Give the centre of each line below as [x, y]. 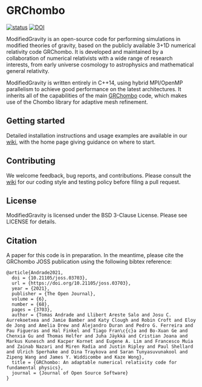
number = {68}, [31, 305]
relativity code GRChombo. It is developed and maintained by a [85, 51]
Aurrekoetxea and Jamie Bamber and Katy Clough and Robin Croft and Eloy [101, 321]
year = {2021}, [31, 289]
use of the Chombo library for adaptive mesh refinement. [77, 102]
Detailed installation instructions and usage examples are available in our [97, 135]
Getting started [36, 121]
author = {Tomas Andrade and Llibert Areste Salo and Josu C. [92, 315]
